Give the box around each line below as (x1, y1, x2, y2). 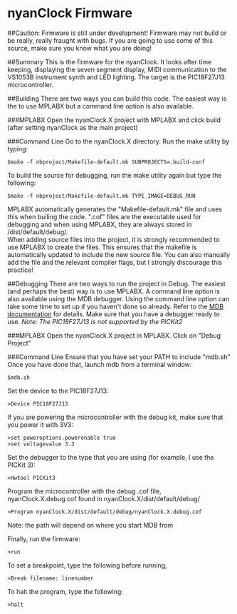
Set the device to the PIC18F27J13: (7, 386, 109, 395)
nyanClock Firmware (7, 5, 133, 21)
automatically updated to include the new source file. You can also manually (7, 250, 231, 258)
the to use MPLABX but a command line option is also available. (7, 101, 194, 110)
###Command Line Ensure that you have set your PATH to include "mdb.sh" (7, 352, 231, 361)
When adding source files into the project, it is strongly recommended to (7, 235, 220, 243)
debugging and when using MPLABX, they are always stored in (7, 220, 192, 228)
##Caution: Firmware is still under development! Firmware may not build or (7, 29, 227, 37)
